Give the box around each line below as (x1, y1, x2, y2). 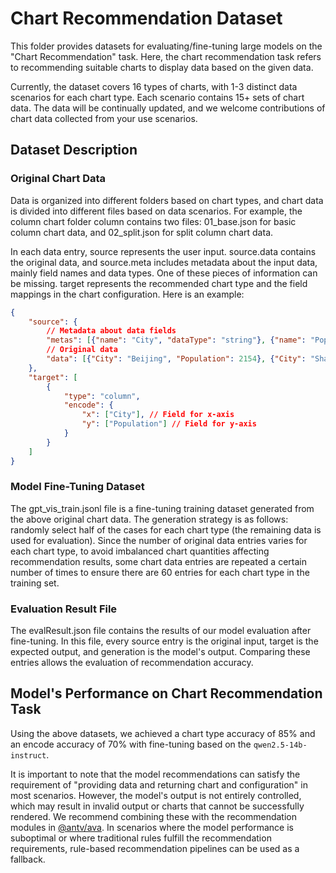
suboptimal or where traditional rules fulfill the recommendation (10, 832, 272, 844)
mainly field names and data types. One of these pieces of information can (10, 267, 318, 279)
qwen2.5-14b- (253, 740, 308, 750)
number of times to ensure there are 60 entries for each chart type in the (10, 566, 310, 578)
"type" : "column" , (63, 391, 141, 401)
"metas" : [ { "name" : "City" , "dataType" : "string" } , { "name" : (46, 335, 307, 346)
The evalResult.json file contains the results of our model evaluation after (10, 625, 312, 637)
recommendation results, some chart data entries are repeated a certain (10, 555, 307, 567)
